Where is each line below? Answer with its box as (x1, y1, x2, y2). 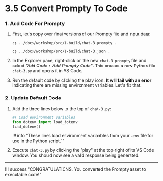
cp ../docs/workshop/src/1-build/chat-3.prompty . (12, 41, 117, 46)
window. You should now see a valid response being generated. (12, 152, 140, 158)
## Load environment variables (12, 115, 76, 120)
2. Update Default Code (5, 95, 62, 101)
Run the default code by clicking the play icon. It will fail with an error (12, 77, 152, 83)
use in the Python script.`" (12, 138, 65, 144)
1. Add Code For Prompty (5, 20, 65, 27)
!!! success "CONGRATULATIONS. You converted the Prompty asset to (5, 166, 147, 172)
